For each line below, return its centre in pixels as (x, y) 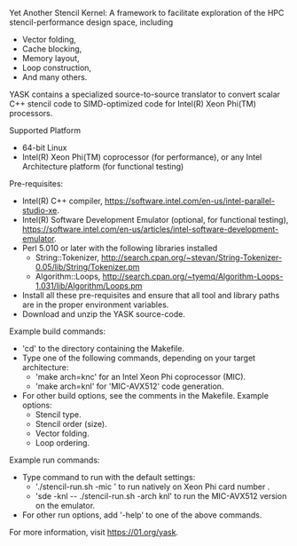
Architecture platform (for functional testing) (103, 166)
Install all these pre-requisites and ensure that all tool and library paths (151, 295)
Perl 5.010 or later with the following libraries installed (120, 248)
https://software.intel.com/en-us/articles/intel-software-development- (150, 229)
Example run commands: (55, 460)
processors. (31, 113)
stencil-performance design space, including (91, 22)
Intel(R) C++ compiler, (63, 201)
